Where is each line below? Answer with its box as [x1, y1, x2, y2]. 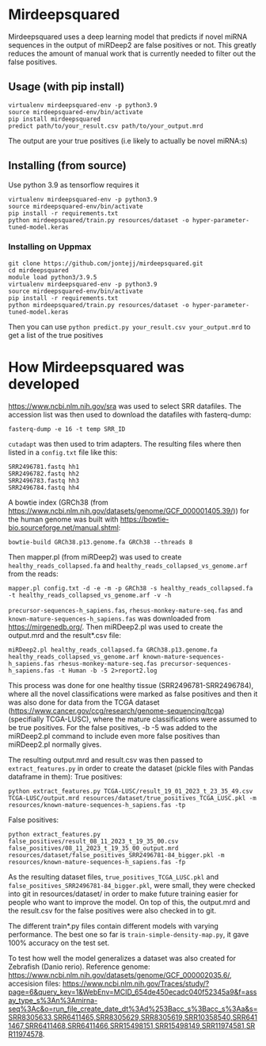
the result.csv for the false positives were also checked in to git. [8, 906, 216, 915]
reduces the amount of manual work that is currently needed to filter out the [8, 48, 256, 58]
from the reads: [8, 569, 59, 579]
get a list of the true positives [8, 330, 104, 340]
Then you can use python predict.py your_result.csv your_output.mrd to [8, 321, 251, 331]
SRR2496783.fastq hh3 [8, 476, 80, 485]
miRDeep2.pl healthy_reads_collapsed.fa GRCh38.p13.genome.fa [8, 645, 218, 654]
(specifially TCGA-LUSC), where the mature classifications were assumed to [8, 714, 257, 724]
